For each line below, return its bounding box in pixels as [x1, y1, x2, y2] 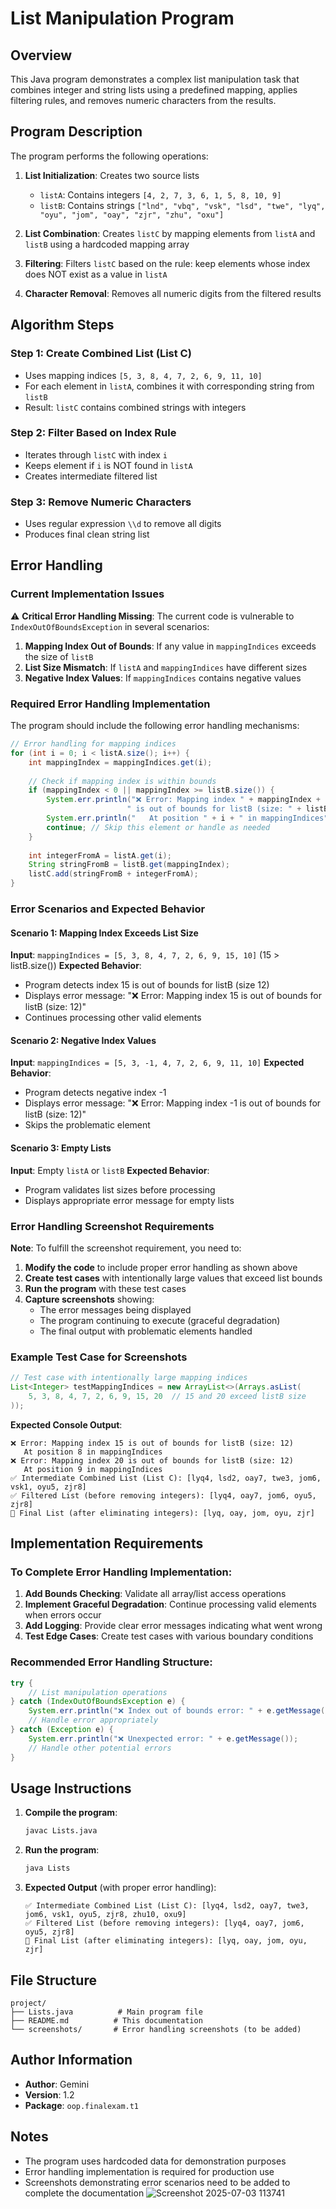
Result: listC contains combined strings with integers [24, 401, 247, 413]
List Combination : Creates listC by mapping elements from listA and [24, 227, 316, 239]
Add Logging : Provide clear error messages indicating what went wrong [24, 1620, 323, 1632]
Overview [10, 47, 73, 64]
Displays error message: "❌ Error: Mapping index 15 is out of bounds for [24, 990, 322, 1002]
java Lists [24, 1863, 71, 1874]
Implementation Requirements [10, 1535, 204, 1552]
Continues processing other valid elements [24, 1012, 202, 1024]
